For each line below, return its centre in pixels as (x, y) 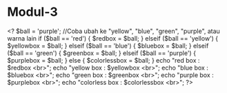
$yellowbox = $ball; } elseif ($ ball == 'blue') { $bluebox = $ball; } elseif (108, 45)
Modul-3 (32, 12)
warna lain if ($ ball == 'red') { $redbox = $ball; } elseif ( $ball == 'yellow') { (113, 38)
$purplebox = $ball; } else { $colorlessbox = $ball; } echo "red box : (103, 60)
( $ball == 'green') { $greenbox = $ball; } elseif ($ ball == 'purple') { (102, 53)
